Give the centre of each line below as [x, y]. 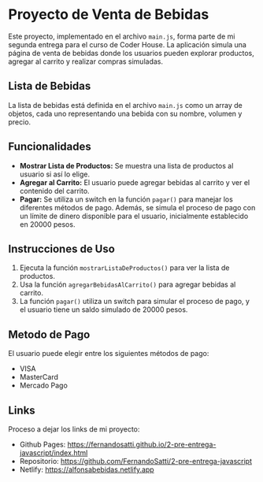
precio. [20, 122]
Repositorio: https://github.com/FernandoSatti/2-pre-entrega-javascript [135, 461]
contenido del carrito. [54, 191]
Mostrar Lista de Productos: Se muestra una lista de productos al [126, 165]
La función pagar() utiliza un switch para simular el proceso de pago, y [135, 302]
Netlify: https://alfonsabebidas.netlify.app [87, 469]
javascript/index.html [54, 453]
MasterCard [39, 377]
